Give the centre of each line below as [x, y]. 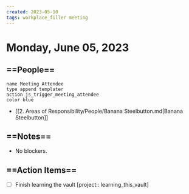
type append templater [35, 89]
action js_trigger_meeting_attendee [53, 95]
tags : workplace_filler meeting [47, 18]
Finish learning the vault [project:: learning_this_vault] [82, 185]
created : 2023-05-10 [33, 12]
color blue [20, 100]
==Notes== [29, 136]
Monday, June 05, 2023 [68, 48]
